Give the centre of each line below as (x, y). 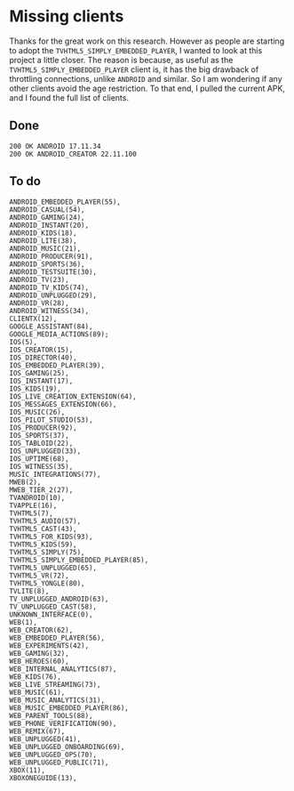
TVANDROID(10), (37, 497)
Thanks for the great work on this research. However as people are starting (147, 41)
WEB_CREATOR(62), (41, 630)
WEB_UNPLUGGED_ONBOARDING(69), (67, 747)
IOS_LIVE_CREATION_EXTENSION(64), (73, 396)
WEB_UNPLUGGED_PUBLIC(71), (59, 763)
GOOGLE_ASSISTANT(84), (51, 327)
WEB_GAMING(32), (39, 653)
